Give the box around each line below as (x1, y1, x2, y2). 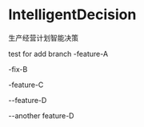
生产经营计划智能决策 (8, 33, 78, 42)
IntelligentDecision (8, 6, 137, 24)
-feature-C (8, 80, 44, 89)
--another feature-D (8, 110, 74, 121)
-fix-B (8, 64, 28, 73)
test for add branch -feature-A (8, 49, 109, 58)
